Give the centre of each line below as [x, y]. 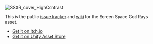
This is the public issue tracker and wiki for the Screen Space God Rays [76, 17]
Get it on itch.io [27, 31]
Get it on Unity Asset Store [39, 37]
